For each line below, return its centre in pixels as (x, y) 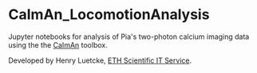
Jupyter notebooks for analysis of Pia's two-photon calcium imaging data (129, 36)
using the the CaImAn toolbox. (58, 44)
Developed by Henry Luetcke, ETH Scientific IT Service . (100, 60)
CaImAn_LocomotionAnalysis (109, 15)
